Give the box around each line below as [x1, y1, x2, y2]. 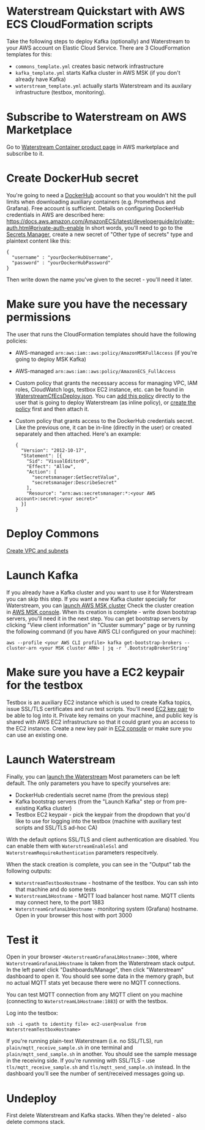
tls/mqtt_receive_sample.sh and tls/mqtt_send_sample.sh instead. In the [6, 1063, 191, 1071]
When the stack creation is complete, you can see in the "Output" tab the [6, 860, 191, 868]
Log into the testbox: [6, 1009, 59, 1017]
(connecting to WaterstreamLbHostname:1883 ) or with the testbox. [6, 998, 168, 1005]
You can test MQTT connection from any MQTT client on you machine [6, 991, 183, 998]
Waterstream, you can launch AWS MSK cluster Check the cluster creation [6, 602, 195, 609]
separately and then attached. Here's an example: [15, 430, 141, 438]
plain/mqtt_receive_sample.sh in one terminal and [6, 1044, 133, 1052]
